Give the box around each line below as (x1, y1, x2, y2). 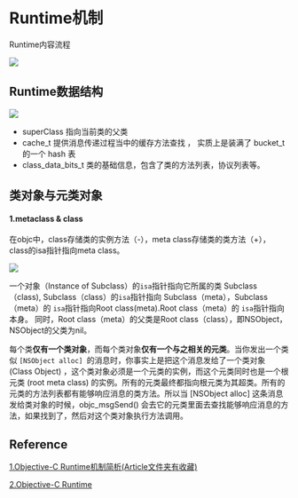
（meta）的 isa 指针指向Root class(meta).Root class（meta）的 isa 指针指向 (9, 303, 286, 313)
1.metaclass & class (9, 213, 83, 224)
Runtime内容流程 (9, 39, 71, 50)
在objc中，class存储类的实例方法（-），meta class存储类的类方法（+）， (9, 234, 271, 245)
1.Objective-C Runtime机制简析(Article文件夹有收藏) (9, 462, 198, 472)
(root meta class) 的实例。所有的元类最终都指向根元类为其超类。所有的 (26, 377, 286, 388)
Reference (9, 437, 68, 452)
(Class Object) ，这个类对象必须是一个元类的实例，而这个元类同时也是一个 (9, 366, 281, 377)
